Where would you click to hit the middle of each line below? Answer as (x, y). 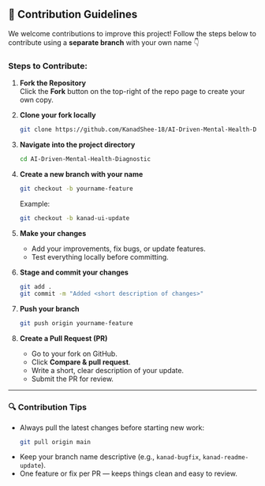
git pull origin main (55, 442)
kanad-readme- (226, 458)
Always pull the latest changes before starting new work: (112, 428)
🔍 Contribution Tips (47, 407)
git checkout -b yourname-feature (76, 189)
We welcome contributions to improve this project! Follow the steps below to (132, 33)
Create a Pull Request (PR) (63, 338)
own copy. (36, 100)
